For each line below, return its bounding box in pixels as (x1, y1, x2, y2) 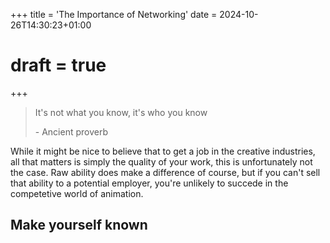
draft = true (10, 54, 107, 77)
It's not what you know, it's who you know (34, 106, 208, 118)
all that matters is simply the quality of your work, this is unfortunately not (10, 155, 313, 168)
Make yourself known (10, 217, 148, 234)
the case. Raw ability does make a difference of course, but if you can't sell (10, 166, 321, 178)
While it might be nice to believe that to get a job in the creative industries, (10, 145, 316, 157)
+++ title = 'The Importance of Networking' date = (10, 9, 218, 20)
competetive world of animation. (10, 187, 144, 199)
